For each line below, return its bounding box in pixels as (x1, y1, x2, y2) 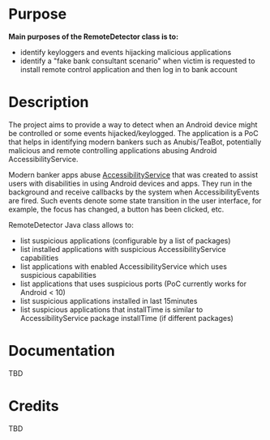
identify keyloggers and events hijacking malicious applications (19, 47, 232, 57)
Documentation (8, 342, 116, 361)
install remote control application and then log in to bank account (19, 64, 238, 74)
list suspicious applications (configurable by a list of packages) (19, 236, 231, 246)
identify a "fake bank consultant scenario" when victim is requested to (19, 56, 255, 66)
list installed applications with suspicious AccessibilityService (19, 244, 226, 254)
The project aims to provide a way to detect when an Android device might (8, 119, 258, 130)
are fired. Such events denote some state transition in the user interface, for (8, 195, 262, 205)
